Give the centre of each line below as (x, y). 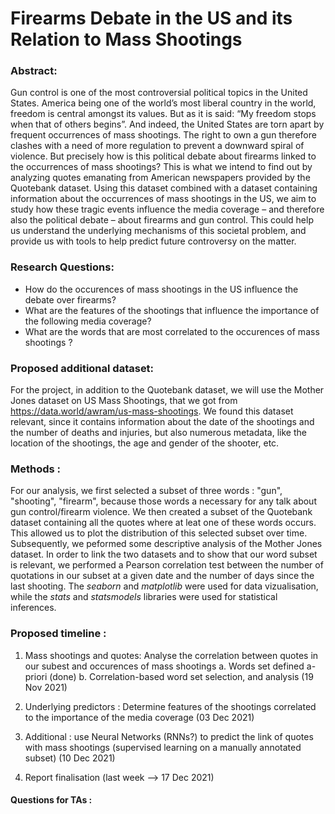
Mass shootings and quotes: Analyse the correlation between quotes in (171, 655)
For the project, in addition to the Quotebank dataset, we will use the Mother (167, 390)
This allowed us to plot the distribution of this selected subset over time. (159, 533)
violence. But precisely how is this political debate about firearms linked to (163, 156)
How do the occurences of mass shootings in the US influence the (161, 289)
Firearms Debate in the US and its (151, 18)
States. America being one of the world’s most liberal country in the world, (163, 103)
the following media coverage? (88, 321)
